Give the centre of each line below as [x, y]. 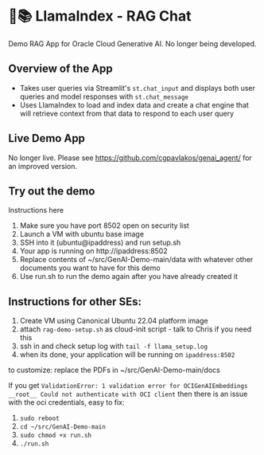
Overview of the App [60, 69]
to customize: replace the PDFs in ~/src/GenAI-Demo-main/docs [114, 370]
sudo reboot [39, 419]
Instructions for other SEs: [75, 302]
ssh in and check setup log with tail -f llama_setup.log [114, 346]
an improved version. [43, 166]
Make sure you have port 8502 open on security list [104, 226]
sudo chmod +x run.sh [55, 436]
